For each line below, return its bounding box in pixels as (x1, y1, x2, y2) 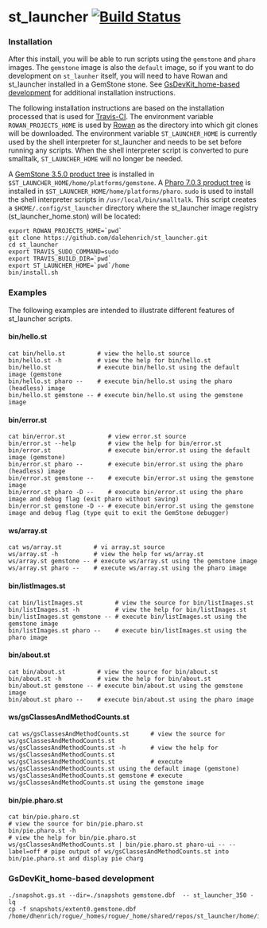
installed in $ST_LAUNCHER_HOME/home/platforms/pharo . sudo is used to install (8, 187, 254, 196)
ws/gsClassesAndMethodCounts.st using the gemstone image (8, 779, 204, 787)
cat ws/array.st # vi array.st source (8, 543, 165, 551)
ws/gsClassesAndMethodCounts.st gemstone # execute (8, 771, 183, 779)
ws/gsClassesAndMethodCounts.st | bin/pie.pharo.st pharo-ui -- (8, 841, 226, 849)
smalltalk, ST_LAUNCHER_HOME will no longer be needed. (8, 154, 184, 164)
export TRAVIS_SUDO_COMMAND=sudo (8, 248, 119, 256)
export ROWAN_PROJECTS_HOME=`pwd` (8, 227, 123, 235)
